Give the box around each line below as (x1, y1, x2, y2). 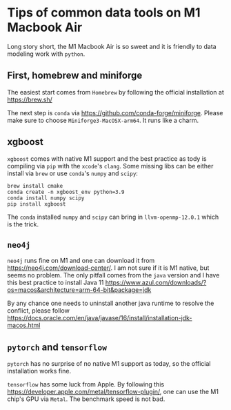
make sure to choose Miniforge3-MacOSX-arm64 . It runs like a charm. (7, 116, 199, 124)
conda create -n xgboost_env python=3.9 (7, 188, 125, 195)
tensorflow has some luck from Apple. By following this (7, 380, 164, 389)
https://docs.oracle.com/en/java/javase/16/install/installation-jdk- (7, 314, 192, 322)
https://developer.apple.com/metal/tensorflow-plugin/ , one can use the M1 (7, 388, 219, 396)
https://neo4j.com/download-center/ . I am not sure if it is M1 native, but (7, 264, 210, 272)
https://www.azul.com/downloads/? (105, 278, 207, 287)
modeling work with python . (7, 50, 86, 58)
